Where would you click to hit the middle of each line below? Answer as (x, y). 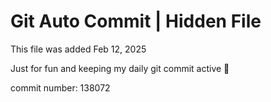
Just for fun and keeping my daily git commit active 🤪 (120, 68)
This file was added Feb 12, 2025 (78, 49)
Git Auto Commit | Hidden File (136, 21)
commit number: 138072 (60, 87)
